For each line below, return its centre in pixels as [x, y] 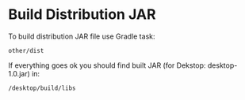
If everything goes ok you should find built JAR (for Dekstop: [107, 65]
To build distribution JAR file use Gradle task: [82, 36]
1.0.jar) [19, 73]
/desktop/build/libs [42, 88]
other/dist [26, 50]
